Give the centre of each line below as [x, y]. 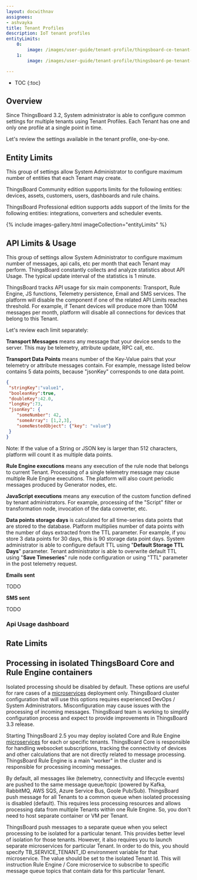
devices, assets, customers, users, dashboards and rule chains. [83, 196]
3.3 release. [20, 724]
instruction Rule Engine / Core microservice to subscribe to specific [88, 864]
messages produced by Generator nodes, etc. [62, 484]
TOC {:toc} [28, 82]
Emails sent [21, 575]
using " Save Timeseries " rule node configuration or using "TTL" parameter [97, 557]
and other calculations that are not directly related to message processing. [96, 754]
